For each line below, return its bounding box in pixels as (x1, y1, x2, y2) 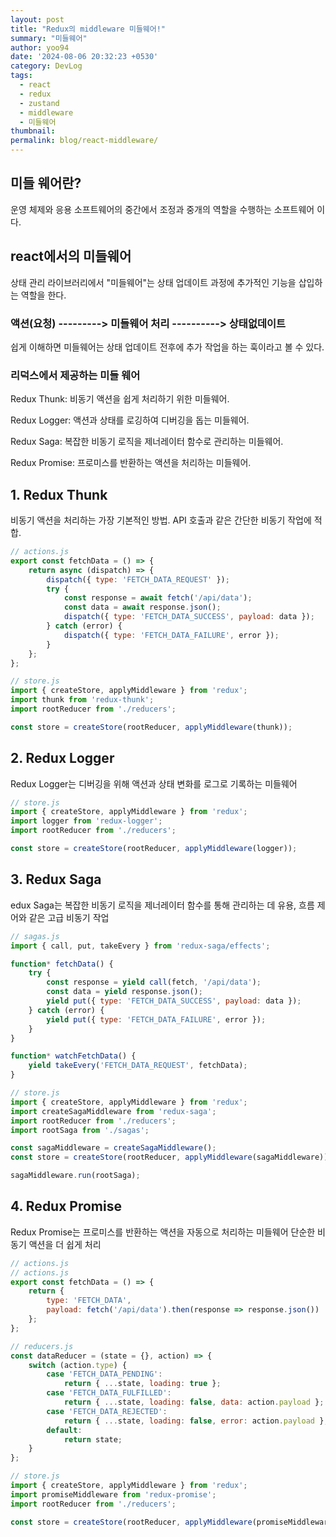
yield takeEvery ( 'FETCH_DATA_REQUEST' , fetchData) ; (28, 1061, 248, 1071)
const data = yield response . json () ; (46, 987, 203, 997)
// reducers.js (10, 1341, 74, 1351)
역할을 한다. (20, 289, 67, 301)
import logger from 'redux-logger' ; (10, 816, 163, 826)
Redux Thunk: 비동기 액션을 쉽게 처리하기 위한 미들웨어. (10, 393, 230, 405)
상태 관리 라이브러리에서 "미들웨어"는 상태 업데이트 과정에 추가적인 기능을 (10, 276, 297, 288)
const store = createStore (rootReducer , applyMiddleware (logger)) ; (10, 844, 298, 854)
